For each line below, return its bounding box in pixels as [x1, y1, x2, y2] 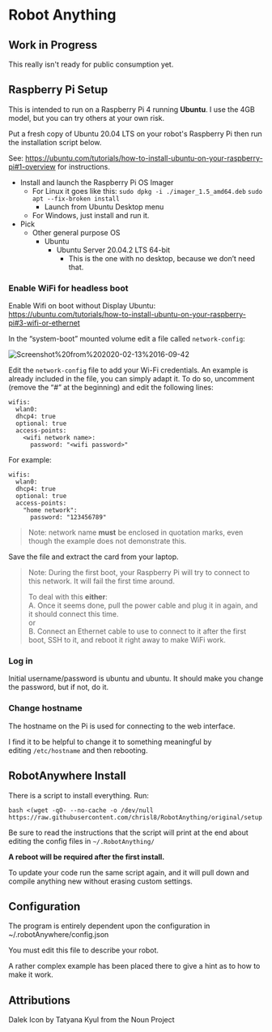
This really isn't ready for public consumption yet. [8, 59, 174, 69]
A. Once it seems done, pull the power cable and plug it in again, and [28, 600, 258, 610]
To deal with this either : [28, 592, 108, 602]
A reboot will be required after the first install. [8, 852, 165, 862]
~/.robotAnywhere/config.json [8, 930, 109, 940]
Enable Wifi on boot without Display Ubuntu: [8, 301, 156, 311]
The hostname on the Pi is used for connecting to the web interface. [8, 720, 236, 731]
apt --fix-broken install [32, 195, 120, 203]
